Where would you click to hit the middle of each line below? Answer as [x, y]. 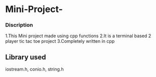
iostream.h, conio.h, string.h [35, 69]
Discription [19, 25]
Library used [26, 57]
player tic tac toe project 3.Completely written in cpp [60, 41]
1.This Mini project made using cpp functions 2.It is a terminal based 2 [78, 36]
